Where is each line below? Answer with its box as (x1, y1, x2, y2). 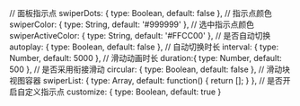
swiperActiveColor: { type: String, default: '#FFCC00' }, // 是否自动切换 (9, 31, 271, 40)
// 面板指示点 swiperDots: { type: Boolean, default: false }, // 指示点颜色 (9, 8, 272, 18)
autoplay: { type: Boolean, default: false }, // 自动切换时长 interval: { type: (9, 41, 279, 52)
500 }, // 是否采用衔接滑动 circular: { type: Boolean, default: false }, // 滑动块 (9, 64, 290, 75)
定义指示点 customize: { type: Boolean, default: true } (24, 86, 222, 97)
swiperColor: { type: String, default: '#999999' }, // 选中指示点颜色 (9, 19, 254, 30)
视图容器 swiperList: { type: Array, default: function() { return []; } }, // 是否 (9, 75, 283, 85)
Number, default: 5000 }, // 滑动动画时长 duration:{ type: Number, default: (9, 53, 283, 63)
